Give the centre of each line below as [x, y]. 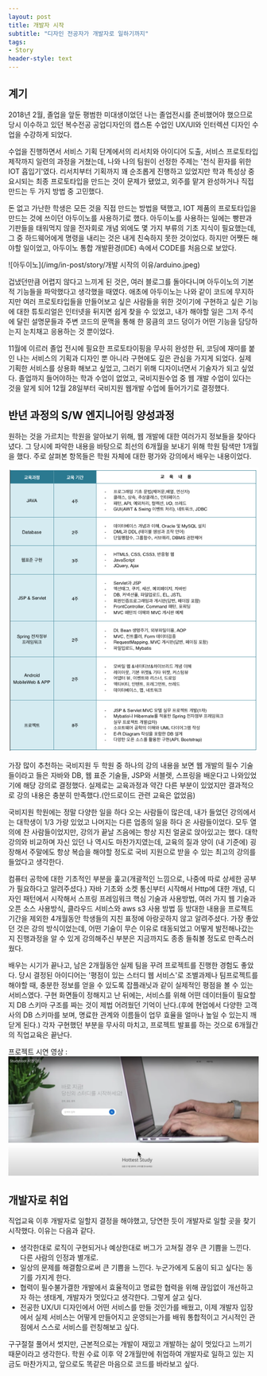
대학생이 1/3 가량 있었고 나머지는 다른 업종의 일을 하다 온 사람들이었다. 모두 [132, 822]
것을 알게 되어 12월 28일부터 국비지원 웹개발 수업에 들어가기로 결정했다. [119, 388]
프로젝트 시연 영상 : [38, 1052]
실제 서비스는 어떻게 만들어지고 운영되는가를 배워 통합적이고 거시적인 [141, 1317]
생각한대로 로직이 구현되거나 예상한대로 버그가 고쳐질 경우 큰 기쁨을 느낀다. [135, 1248]
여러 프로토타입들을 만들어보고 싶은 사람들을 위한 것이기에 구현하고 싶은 [133, 301]
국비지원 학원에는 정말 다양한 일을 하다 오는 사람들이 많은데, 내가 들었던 [118, 812]
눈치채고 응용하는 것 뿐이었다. [68, 331]
